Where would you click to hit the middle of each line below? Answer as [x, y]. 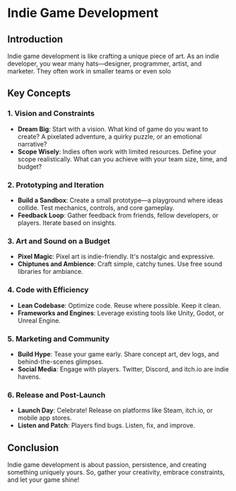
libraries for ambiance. [50, 272]
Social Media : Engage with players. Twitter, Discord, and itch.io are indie [123, 369]
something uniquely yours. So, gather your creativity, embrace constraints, [116, 472]
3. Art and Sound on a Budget [59, 241]
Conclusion [33, 447]
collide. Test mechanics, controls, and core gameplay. [96, 207]
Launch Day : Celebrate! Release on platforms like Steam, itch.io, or [115, 410]
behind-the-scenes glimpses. [60, 362]
